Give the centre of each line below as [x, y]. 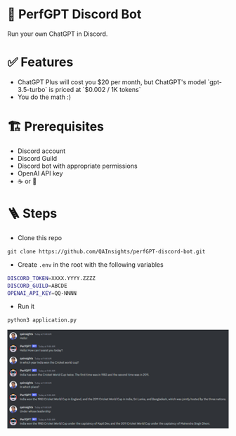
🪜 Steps [32, 213]
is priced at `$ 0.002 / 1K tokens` [95, 89]
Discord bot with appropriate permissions [78, 166]
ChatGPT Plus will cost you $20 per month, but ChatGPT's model [112, 82]
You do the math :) [44, 97]
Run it [26, 306]
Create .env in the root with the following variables [90, 264]
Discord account [41, 151]
